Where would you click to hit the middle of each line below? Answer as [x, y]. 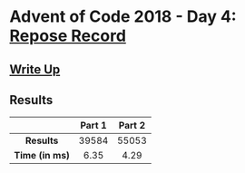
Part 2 [132, 126]
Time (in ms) [42, 156]
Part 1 [93, 126]
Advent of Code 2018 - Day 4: [123, 17]
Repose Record [68, 36]
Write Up [35, 69]
